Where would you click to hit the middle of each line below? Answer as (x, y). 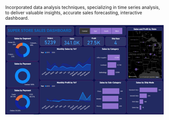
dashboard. (17, 18)
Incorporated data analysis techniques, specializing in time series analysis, (82, 7)
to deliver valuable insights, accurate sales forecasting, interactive (74, 13)
